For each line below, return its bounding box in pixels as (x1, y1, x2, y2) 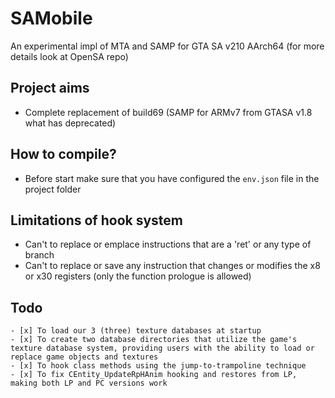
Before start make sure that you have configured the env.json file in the (24, 172, 320, 184)
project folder (24, 183, 82, 195)
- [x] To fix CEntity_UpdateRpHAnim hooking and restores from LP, (10, 370, 298, 380)
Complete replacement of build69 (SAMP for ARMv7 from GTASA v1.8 (24, 106, 313, 118)
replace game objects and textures (10, 352, 159, 362)
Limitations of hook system (10, 212, 183, 229)
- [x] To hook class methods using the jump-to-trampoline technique (10, 361, 307, 371)
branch (24, 249, 55, 261)
